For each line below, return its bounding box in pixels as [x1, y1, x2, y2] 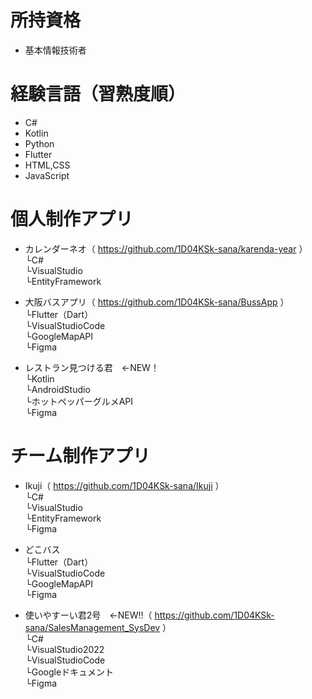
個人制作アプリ [10, 208, 134, 231]
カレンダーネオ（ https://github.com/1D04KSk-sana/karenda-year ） [24, 242, 308, 255]
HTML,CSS [24, 159, 71, 171]
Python [24, 137, 55, 150]
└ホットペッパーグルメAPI [24, 395, 134, 407]
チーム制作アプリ [10, 445, 151, 467]
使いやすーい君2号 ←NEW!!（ [24, 609, 153, 621]
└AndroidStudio [24, 383, 91, 395]
